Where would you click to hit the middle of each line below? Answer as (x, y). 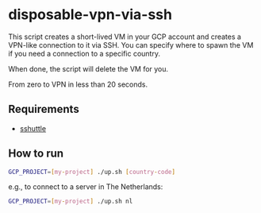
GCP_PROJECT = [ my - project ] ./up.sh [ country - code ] (92, 172)
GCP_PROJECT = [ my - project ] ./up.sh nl (71, 201)
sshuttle (33, 128)
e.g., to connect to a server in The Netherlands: (86, 187)
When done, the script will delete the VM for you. (88, 68)
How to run (36, 154)
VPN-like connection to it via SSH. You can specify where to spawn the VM (131, 45)
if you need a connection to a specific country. (84, 53)
